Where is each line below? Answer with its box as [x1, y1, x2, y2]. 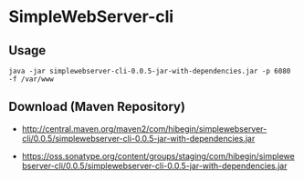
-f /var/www [8, 75, 54, 84]
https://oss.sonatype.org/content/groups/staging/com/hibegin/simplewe [21, 150, 295, 161]
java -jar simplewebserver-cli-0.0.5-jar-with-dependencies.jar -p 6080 [8, 66, 291, 75]
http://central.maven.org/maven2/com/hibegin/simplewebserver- [21, 123, 267, 134]
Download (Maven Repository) [8, 99, 186, 115]
